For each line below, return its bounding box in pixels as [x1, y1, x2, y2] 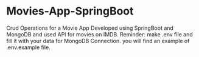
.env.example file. [6, 44, 51, 51]
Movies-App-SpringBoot [6, 4, 134, 18]
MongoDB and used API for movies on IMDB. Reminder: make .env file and [6, 30, 193, 38]
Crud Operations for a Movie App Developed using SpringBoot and [6, 24, 173, 32]
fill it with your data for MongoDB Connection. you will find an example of [6, 37, 190, 44]
